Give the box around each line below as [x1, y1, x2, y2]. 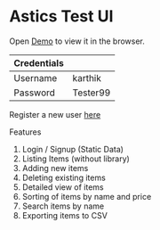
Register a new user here [9, 109, 101, 119]
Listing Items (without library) [21, 153, 131, 164]
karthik [72, 71, 102, 84]
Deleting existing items [21, 172, 107, 183]
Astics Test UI [9, 6, 114, 27]
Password [13, 86, 56, 99]
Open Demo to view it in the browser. [9, 36, 145, 46]
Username [13, 71, 58, 84]
